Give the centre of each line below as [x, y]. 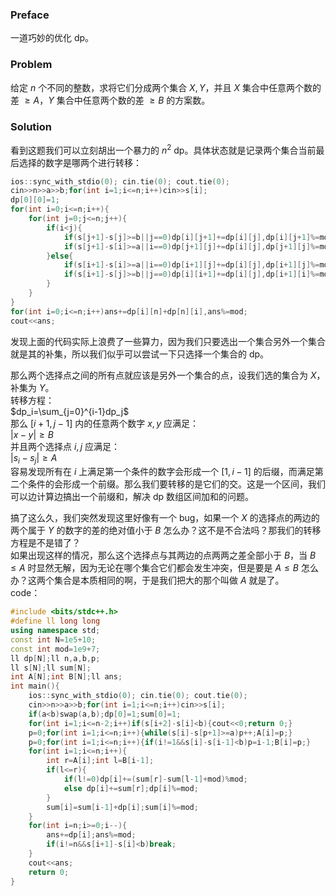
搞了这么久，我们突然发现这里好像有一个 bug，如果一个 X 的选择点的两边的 [165, 518]
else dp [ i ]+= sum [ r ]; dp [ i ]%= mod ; [131, 788]
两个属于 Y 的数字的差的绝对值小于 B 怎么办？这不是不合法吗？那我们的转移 [166, 530]
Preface [30, 15]
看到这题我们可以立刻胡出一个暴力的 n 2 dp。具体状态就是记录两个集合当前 [163, 149]
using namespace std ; [55, 631]
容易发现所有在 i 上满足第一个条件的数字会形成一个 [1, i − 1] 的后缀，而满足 [162, 472]
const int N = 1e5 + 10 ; [53, 639]
